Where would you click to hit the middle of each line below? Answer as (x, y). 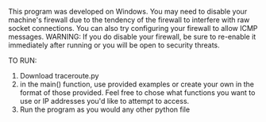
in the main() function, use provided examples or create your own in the (137, 84)
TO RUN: (23, 60)
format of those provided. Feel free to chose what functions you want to (137, 93)
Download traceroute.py (59, 76)
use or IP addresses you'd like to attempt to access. (104, 101)
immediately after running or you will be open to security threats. (114, 45)
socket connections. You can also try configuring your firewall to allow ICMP (133, 28)
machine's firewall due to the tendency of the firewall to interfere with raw (129, 20)
